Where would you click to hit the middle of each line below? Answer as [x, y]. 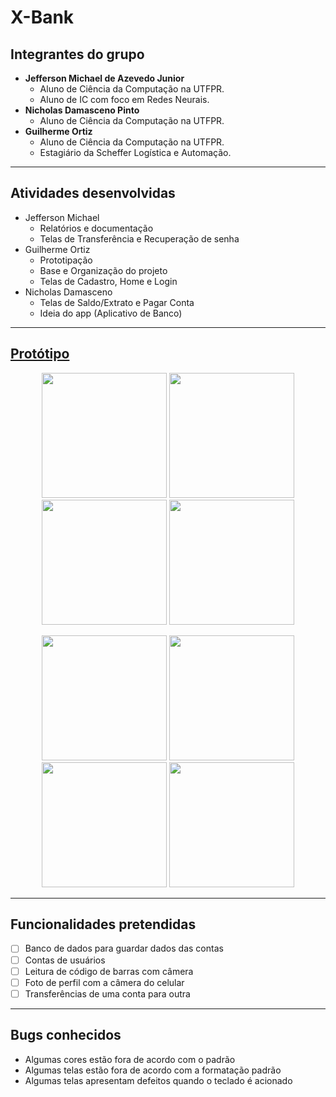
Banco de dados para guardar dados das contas [124, 948]
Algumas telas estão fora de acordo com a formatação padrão [153, 1070]
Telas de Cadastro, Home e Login [108, 281]
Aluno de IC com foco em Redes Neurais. [124, 99]
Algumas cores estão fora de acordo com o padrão [130, 1059]
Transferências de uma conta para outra [107, 993]
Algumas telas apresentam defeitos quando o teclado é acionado [158, 1080]
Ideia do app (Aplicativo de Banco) [111, 313]
